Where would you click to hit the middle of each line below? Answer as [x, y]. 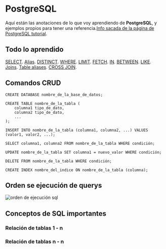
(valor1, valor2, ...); [30, 135]
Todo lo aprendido [34, 49]
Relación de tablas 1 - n [34, 228]
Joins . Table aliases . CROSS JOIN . [41, 67]
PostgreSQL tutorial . [26, 33]
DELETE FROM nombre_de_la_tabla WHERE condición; [59, 161]
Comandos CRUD [33, 83]
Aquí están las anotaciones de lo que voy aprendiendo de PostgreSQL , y [81, 23]
